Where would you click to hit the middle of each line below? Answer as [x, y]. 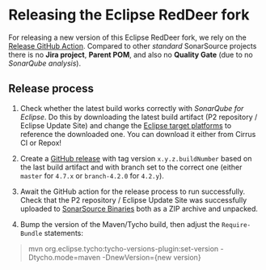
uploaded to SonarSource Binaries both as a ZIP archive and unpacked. [139, 208]
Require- [236, 225]
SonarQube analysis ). [45, 63]
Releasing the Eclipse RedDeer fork [129, 15]
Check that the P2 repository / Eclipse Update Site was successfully [133, 199]
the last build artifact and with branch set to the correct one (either [131, 167]
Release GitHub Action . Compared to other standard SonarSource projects [133, 45]
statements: [63, 233]
